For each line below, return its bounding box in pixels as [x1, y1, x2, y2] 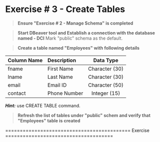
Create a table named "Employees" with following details [17, 45, 140, 51]
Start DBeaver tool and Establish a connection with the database [17, 30, 155, 36]
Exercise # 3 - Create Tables [5, 4, 125, 15]
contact [8, 89, 26, 96]
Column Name [8, 57, 43, 64]
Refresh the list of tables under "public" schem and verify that [17, 112, 151, 118]
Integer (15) [91, 89, 121, 96]
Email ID [47, 81, 67, 88]
